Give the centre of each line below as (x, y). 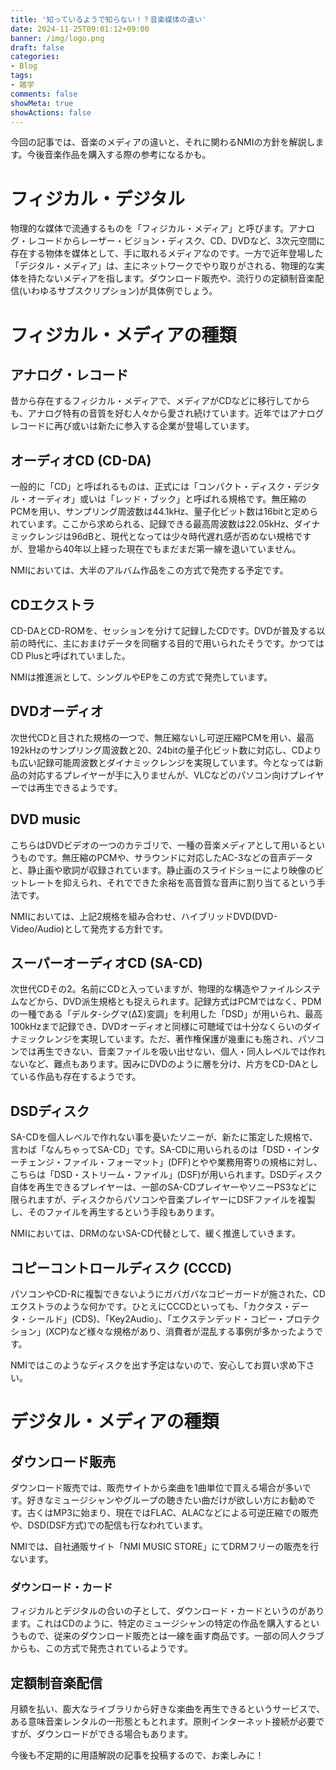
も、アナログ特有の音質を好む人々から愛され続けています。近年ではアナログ (167, 413)
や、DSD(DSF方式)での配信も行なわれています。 (109, 1525)
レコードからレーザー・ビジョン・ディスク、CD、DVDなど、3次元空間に (176, 241)
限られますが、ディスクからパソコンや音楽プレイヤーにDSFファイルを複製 (163, 1200)
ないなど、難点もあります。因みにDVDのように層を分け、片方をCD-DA (156, 1064)
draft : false (37, 47)
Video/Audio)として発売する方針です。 (89, 928)
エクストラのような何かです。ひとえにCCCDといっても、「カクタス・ (151, 1306)
